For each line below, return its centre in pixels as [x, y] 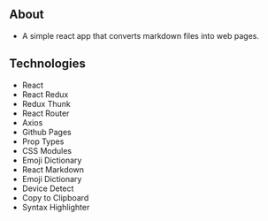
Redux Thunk [46, 103]
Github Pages [47, 132]
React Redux [45, 94]
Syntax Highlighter [56, 207]
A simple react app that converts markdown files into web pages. [140, 35]
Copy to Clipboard [55, 197]
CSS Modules [47, 150]
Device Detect [48, 188]
